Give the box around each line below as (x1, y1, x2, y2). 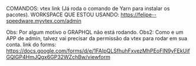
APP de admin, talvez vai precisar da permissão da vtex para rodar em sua (6, 35, 188, 41)
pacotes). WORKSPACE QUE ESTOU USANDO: (6, 11, 120, 18)
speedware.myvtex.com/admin (6, 18, 81, 24)
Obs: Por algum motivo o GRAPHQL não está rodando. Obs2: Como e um (6, 29, 184, 36)
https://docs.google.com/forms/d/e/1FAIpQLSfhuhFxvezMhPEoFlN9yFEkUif (6, 47, 190, 54)
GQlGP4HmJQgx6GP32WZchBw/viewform (6, 54, 110, 60)
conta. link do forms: (6, 41, 57, 48)
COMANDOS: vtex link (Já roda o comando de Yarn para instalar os (6, 5, 170, 12)
